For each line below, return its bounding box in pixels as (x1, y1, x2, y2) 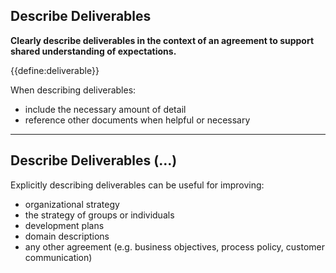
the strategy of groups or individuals (24, 209, 175, 221)
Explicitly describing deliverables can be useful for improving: (10, 179, 265, 191)
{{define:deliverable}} (10, 64, 100, 76)
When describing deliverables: (10, 84, 137, 96)
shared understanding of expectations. (10, 45, 177, 57)
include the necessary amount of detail (24, 103, 187, 115)
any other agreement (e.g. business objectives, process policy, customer (24, 240, 326, 253)
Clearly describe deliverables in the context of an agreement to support (10, 34, 315, 46)
